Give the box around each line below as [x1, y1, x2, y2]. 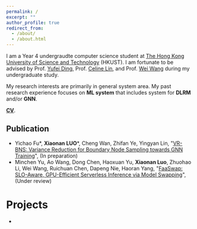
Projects [6, 198, 49, 211]
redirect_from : [6, 25, 44, 31]
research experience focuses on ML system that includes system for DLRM [6, 89, 191, 96]
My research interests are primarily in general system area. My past [6, 83, 171, 89]
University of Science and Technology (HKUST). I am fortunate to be [6, 59, 174, 66]
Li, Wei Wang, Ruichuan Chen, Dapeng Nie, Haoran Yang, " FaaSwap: [14, 165, 183, 172]
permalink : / [6, 8, 39, 15]
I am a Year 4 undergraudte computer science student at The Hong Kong [6, 53, 185, 59]
